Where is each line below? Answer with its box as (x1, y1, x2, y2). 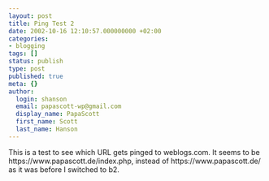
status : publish (8, 58, 63, 66)
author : (8, 87, 35, 96)
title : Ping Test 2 (8, 19, 75, 28)
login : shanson (15, 95, 67, 103)
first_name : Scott (15, 118, 79, 126)
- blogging (8, 42, 46, 50)
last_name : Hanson (15, 125, 79, 133)
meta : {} (8, 80, 38, 88)
